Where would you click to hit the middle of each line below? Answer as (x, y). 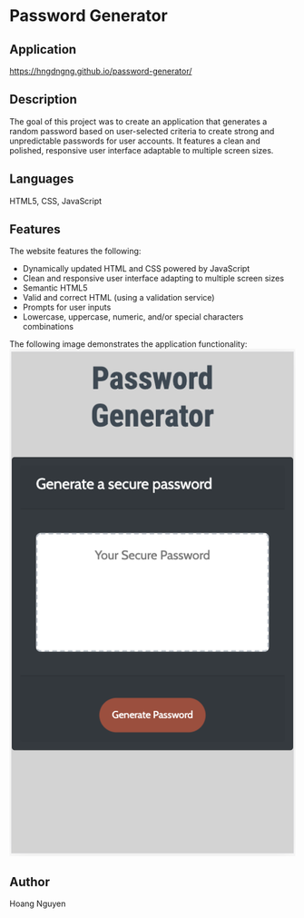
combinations (48, 327)
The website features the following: (75, 252)
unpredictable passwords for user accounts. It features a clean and (135, 141)
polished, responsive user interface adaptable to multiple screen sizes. (142, 150)
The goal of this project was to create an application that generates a (138, 121)
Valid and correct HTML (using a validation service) (118, 298)
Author (29, 882)
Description (43, 99)
